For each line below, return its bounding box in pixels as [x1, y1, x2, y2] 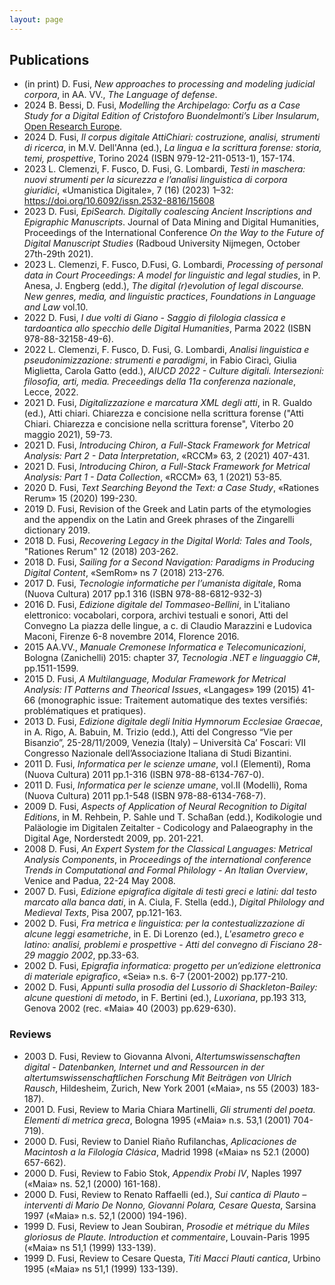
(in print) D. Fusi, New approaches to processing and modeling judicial [23, 78, 316, 90]
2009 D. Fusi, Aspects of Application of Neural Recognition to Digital [23, 801, 307, 813]
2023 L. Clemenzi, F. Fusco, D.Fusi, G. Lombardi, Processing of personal [23, 259, 324, 271]
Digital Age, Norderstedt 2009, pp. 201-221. [23, 832, 204, 845]
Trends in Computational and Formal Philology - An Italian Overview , [23, 864, 309, 876]
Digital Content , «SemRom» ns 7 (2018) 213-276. [23, 567, 225, 579]
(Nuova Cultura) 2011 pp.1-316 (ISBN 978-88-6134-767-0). [23, 769, 265, 781]
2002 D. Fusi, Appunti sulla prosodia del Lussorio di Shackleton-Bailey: [23, 981, 318, 993]
